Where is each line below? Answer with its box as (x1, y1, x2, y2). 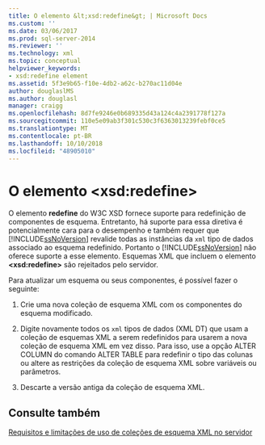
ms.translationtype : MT (8, 124, 89, 132)
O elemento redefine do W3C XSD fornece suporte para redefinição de (8, 208, 246, 218)
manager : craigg (8, 102, 63, 110)
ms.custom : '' (8, 19, 57, 27)
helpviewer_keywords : (8, 65, 82, 73)
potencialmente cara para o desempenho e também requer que (8, 225, 220, 235)
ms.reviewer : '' (8, 42, 63, 50)
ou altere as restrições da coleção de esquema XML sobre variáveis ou (19, 359, 257, 368)
